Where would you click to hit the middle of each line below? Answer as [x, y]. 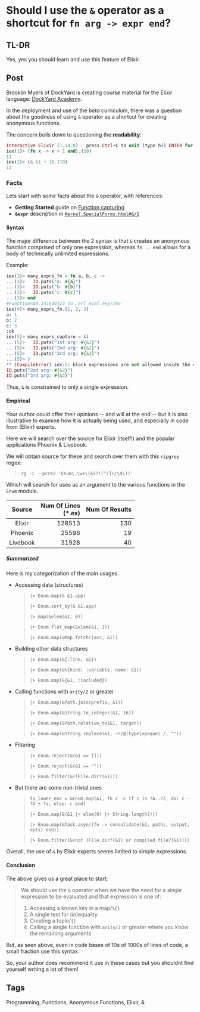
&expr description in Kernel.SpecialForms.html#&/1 [77, 214]
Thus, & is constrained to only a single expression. [68, 387]
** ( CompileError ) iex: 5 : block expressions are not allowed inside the [98, 364]
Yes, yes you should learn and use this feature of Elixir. [73, 59]
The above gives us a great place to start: [57, 878]
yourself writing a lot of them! [42, 969]
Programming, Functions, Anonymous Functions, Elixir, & [75, 1002]
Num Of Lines [60, 506]
